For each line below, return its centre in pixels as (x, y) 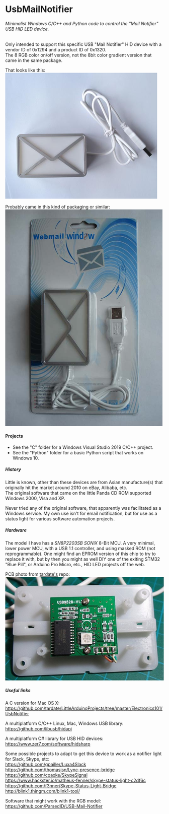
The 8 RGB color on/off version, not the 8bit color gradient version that (78, 55)
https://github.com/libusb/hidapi (38, 729)
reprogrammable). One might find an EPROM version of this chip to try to (80, 554)
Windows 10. (26, 458)
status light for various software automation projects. (60, 519)
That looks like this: (25, 70)
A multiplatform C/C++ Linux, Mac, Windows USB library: (64, 723)
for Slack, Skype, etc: (27, 759)
